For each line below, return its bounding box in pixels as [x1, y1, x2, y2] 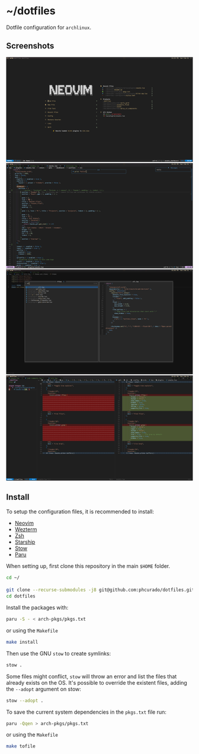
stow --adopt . [6, 698, 44, 704]
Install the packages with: [6, 604, 69, 611]
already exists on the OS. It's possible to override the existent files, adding [6, 679, 188, 686]
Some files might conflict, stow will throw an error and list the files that [6, 673, 177, 680]
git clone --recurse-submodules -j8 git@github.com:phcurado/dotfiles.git [6, 587, 195, 593]
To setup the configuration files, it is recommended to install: [6, 508, 155, 515]
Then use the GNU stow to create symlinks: [6, 650, 111, 657]
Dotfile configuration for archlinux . [6, 24, 92, 31]
